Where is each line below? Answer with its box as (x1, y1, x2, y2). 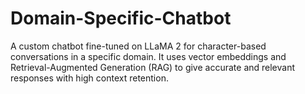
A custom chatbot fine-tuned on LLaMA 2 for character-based (10, 40, 267, 52)
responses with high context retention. (10, 72, 169, 84)
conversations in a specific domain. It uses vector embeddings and (10, 50, 287, 62)
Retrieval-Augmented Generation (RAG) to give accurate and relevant (10, 61, 296, 73)
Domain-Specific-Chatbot (10, 7, 232, 30)
